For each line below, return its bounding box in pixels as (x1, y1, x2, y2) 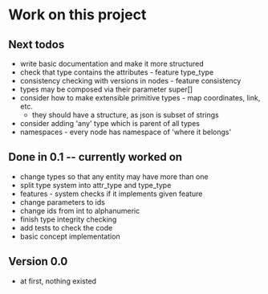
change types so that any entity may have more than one (19, 171, 209, 182)
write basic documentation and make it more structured (19, 59, 204, 68)
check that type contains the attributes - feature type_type (19, 67, 214, 77)
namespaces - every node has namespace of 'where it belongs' (19, 127, 232, 137)
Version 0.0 (8, 255, 68, 268)
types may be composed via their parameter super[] (19, 84, 193, 94)
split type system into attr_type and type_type (19, 180, 172, 190)
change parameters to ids (19, 197, 106, 206)
